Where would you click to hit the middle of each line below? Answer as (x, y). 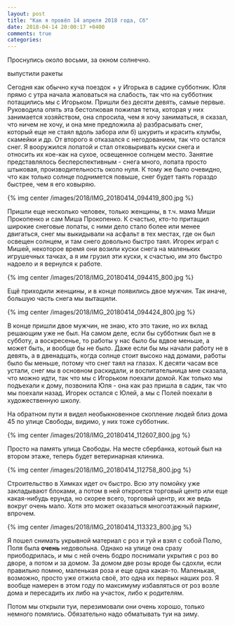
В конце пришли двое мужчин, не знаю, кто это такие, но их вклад (108, 326)
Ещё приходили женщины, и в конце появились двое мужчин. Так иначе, (117, 291)
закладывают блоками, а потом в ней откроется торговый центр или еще (117, 491)
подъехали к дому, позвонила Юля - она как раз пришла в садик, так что (117, 386)
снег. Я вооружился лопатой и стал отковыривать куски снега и (103, 147)
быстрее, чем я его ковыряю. (52, 184)
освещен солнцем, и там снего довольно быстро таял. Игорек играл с (113, 241)
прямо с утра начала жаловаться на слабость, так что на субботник (110, 95)
